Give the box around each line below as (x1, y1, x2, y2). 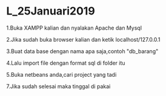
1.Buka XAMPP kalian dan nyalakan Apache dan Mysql (6, 24, 142, 31)
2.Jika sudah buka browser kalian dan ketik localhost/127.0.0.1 (6, 36, 161, 43)
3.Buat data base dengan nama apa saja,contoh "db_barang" (6, 47, 159, 55)
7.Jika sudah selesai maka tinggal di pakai (6, 83, 111, 90)
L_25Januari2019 (6, 4, 95, 18)
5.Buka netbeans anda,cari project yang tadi (6, 71, 117, 78)
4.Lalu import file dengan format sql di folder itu (6, 59, 125, 66)
